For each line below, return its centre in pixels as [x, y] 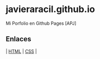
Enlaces [19, 39]
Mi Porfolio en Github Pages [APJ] [41, 23]
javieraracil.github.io [51, 9]
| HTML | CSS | [21, 51]
